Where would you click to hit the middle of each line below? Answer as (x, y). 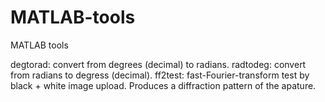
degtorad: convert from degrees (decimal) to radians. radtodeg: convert (158, 64)
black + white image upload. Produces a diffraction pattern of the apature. (163, 85)
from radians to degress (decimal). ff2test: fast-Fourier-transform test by (160, 75)
